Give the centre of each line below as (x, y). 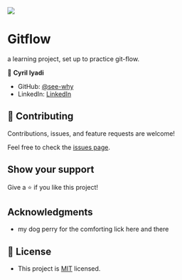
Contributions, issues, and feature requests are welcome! (91, 133)
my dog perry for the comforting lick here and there (93, 229)
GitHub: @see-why (45, 86)
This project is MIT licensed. (59, 269)
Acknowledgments (50, 212)
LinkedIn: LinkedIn (44, 94)
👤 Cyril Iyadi (26, 72)
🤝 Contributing (41, 116)
